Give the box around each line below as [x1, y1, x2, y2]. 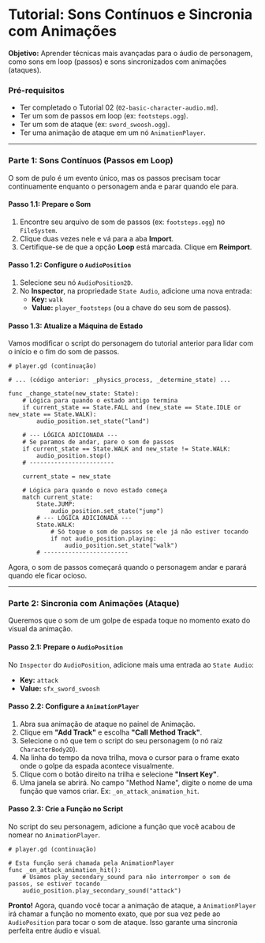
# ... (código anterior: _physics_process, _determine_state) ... [8, 376, 231, 384]
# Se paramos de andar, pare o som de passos [22, 438, 175, 447]
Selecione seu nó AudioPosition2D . [19, 278, 133, 287]
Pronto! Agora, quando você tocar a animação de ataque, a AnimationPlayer [8, 901, 256, 911]
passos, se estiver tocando [8, 880, 101, 889]
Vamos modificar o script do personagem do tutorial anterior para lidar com [8, 339, 254, 348]
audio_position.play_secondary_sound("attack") [22, 887, 181, 895]
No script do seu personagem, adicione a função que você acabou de [8, 822, 236, 832]
